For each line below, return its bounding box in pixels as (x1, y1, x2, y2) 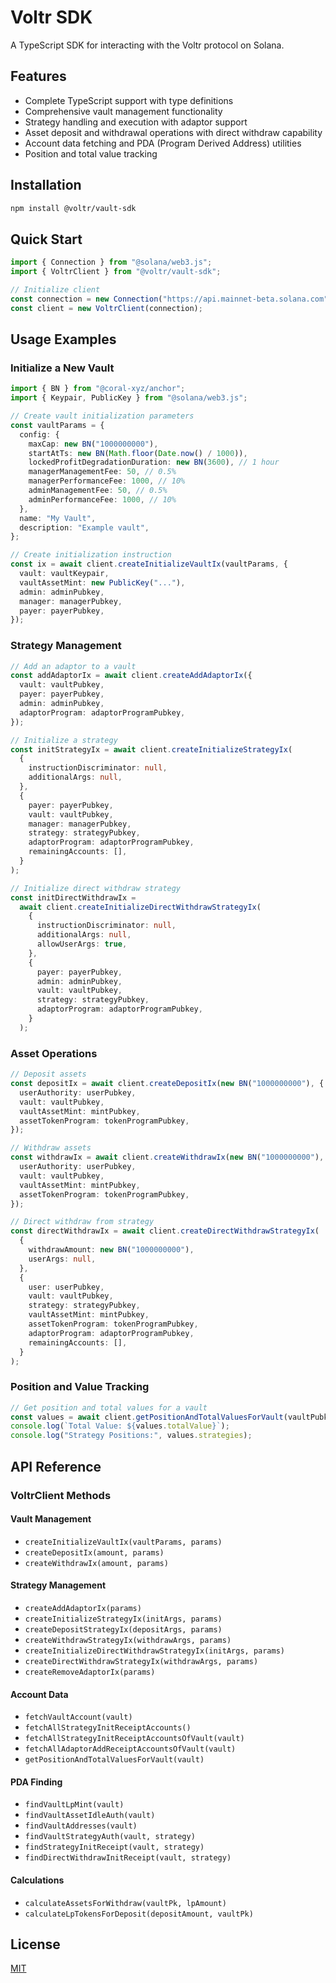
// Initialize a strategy (10, 735, 118, 745)
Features (10, 68, 67, 85)
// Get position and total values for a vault (10, 1402, 208, 1413)
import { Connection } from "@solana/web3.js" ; (10, 257, 213, 268)
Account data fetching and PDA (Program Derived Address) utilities (24, 137, 302, 149)
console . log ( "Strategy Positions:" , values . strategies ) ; (10, 1431, 253, 1441)
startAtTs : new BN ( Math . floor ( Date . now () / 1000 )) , (28, 448, 248, 458)
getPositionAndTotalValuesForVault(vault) (24, 1755, 205, 1765)
